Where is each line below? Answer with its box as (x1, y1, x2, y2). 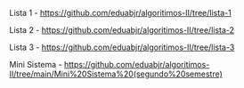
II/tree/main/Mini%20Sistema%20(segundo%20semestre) (9, 68, 223, 79)
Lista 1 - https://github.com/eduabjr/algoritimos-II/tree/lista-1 (9, 8, 232, 18)
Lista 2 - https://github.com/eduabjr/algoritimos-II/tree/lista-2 (9, 25, 234, 35)
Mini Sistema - (9, 60, 62, 69)
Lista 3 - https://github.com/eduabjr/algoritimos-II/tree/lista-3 (9, 42, 235, 52)
